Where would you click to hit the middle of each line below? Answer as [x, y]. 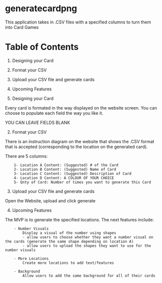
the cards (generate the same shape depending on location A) [69, 241]
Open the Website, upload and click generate [50, 200]
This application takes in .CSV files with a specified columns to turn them [78, 22]
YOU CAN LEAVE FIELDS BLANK [38, 122]
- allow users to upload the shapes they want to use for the [87, 246]
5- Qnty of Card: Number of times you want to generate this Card [82, 182]
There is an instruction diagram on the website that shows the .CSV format [80, 141]
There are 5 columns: [26, 156]
